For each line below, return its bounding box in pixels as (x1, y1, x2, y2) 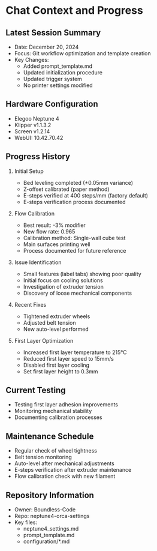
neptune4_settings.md (23, 525, 79, 532)
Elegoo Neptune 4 (14, 115, 59, 122)
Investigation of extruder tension (23, 283, 104, 290)
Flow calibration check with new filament (14, 472, 116, 480)
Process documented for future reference (23, 247, 126, 254)
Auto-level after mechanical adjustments (14, 460, 114, 467)
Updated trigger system (23, 76, 82, 82)
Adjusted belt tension (23, 319, 76, 326)
